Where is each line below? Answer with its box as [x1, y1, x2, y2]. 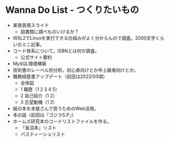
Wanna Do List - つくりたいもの [5, 4, 139, 16]
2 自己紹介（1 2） [20, 92, 58, 98]
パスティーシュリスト [20, 131, 66, 137]
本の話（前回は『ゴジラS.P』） [12, 112, 76, 118]
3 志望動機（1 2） [20, 99, 58, 105]
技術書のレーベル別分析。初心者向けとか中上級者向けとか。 [12, 67, 139, 73]
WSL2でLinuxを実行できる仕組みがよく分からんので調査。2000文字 [12, 35, 156, 41]
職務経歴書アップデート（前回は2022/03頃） [12, 73, 108, 79]
